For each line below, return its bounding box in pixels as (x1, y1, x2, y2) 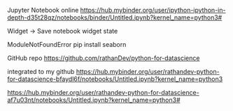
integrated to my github (7, 68, 75, 75)
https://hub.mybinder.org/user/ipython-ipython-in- (80, 6, 226, 14)
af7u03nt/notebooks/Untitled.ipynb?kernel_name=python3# (7, 96, 181, 104)
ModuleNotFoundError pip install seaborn (7, 40, 127, 48)
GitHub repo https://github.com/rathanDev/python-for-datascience (7, 54, 200, 62)
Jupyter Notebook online (7, 6, 79, 14)
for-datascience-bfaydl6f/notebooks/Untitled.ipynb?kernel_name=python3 (7, 75, 223, 83)
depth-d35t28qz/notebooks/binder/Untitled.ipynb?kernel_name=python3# (7, 13, 223, 22)
